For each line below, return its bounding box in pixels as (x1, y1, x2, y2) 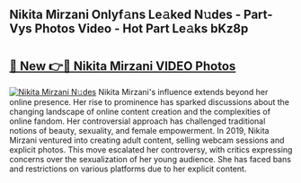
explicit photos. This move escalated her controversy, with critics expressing (9, 144, 293, 155)
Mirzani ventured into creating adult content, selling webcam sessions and (9, 135, 285, 145)
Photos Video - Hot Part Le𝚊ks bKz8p (34, 22, 249, 37)
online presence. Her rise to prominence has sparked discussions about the (9, 97, 290, 107)
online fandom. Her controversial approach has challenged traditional (9, 116, 266, 126)
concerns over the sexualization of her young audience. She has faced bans (9, 154, 292, 164)
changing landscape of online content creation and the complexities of (9, 107, 271, 117)
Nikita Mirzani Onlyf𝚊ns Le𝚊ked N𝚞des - (9, 7, 242, 22)
